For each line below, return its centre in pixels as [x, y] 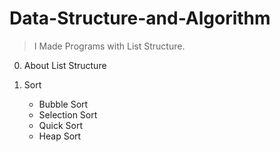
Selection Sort [68, 114]
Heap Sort [60, 136]
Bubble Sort [63, 104]
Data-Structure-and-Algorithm [140, 18]
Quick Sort [61, 125]
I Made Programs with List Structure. [109, 46]
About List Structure [65, 65]
